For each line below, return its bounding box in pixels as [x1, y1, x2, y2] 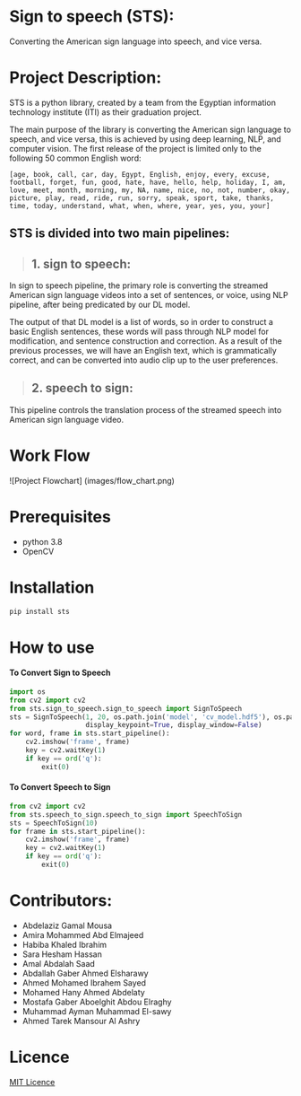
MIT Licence [9, 1076, 56, 1087]
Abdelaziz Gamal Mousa [21, 920, 113, 931]
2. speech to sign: [30, 381, 133, 396]
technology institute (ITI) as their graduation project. [9, 106, 202, 118]
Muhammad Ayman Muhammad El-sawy [21, 1005, 172, 1016]
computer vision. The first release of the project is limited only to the [9, 143, 262, 153]
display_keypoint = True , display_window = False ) [85, 721, 262, 730]
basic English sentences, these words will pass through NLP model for [9, 326, 269, 338]
